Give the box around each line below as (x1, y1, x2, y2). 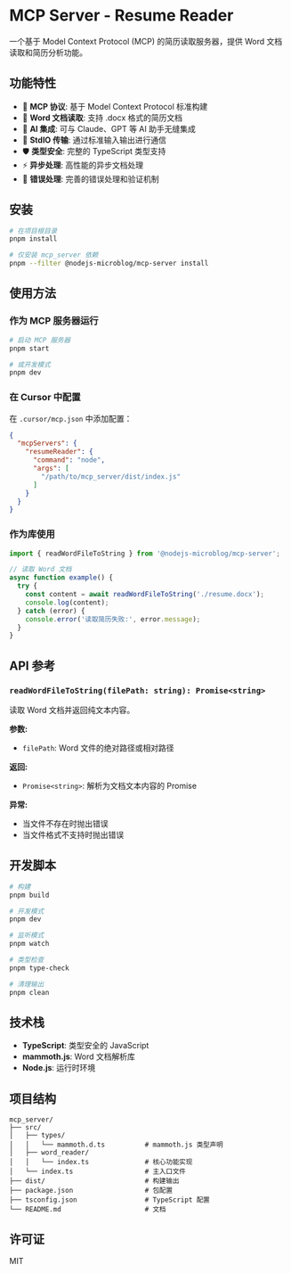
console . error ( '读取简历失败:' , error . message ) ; (25, 614, 201, 624)
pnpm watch (9, 940, 50, 949)
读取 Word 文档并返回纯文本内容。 (9, 705, 135, 716)
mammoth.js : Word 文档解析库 (21, 1051, 136, 1062)
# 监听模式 (9, 931, 44, 940)
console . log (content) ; (25, 598, 109, 607)
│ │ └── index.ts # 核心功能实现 (9, 1158, 193, 1167)
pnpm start (9, 344, 50, 353)
